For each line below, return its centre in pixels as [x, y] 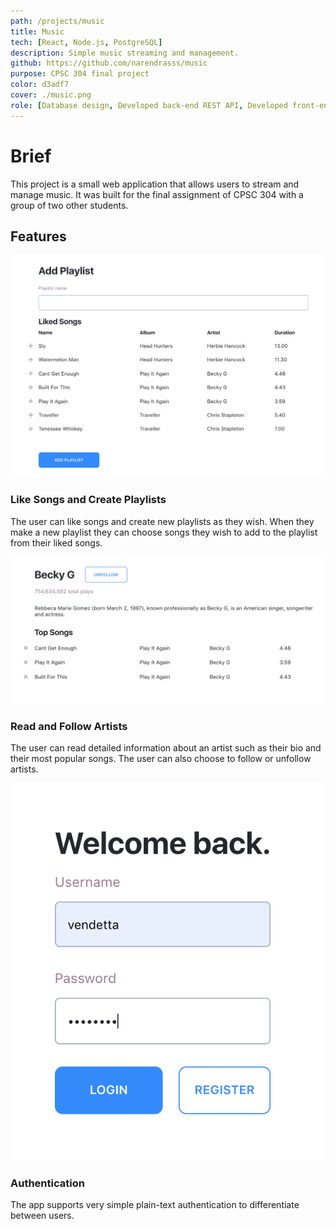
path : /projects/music [57, 21]
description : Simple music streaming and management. [125, 53]
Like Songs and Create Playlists [88, 500]
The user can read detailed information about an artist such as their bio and [166, 748]
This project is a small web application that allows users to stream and [155, 184]
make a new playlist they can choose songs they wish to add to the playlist [164, 532]
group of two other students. [69, 205]
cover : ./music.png [51, 95]
